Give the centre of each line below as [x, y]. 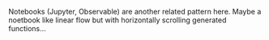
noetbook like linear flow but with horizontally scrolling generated [117, 20]
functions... [27, 28]
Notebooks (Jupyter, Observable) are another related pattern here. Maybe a [135, 12]
